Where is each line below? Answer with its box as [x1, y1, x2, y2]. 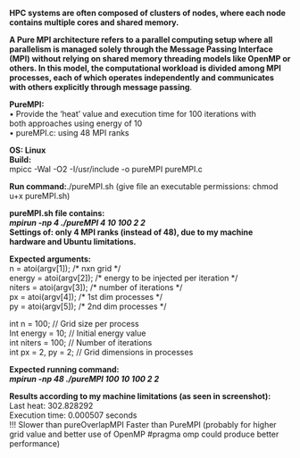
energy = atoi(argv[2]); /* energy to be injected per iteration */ [9, 272, 238, 283]
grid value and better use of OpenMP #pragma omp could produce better [9, 429, 279, 439]
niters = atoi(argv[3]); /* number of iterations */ [9, 282, 183, 293]
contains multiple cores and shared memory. [9, 17, 179, 28]
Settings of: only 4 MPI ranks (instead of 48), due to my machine [9, 227, 254, 237]
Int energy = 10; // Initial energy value [9, 328, 146, 338]
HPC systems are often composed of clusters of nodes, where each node [9, 8, 286, 18]
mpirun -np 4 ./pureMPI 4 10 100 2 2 [9, 218, 146, 228]
